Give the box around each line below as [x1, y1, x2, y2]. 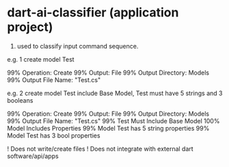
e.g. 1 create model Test [7, 55, 75, 63]
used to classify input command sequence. [16, 42, 139, 50]
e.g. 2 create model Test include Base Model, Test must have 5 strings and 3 [7, 89, 223, 97]
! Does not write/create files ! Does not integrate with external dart [7, 144, 193, 153]
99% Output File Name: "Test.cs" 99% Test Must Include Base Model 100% [7, 116, 220, 125]
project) [7, 19, 53, 35]
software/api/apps [7, 152, 59, 160]
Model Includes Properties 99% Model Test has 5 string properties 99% [7, 124, 210, 132]
